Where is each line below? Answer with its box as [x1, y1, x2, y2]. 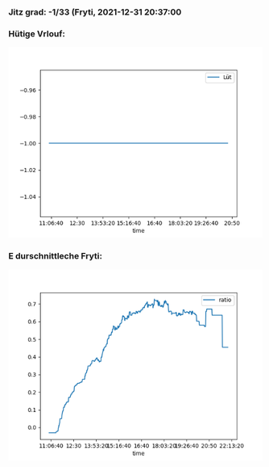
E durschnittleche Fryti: [8, 250, 103, 262]
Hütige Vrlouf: [8, 27, 66, 39]
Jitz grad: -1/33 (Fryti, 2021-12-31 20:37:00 [8, 6, 182, 18]
